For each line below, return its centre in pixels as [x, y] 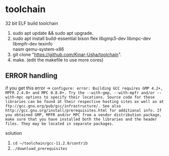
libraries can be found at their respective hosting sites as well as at [85, 101]
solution [14, 133]
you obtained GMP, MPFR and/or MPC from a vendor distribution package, [83, 115]
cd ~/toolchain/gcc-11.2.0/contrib [50, 143]
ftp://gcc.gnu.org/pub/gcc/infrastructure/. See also [63, 106]
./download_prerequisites [40, 148]
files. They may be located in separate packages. [60, 124]
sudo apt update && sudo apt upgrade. [53, 33]
